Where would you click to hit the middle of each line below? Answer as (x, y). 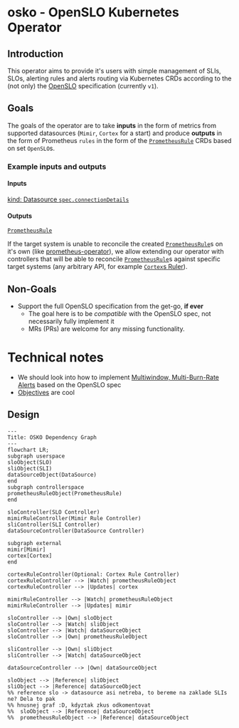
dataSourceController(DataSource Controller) (76, 531)
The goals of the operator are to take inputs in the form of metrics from (112, 125)
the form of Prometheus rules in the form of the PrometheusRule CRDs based (119, 140)
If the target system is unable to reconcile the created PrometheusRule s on (115, 244)
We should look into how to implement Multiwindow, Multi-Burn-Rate (118, 377)
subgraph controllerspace (46, 487)
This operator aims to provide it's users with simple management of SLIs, (115, 71)
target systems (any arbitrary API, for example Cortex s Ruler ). (97, 267)
